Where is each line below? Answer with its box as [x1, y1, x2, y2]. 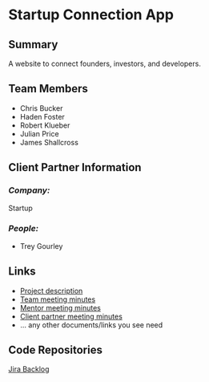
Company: [8, 185, 50, 196]
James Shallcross [19, 137, 78, 147]
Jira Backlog [8, 364, 50, 374]
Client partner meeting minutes [19, 311, 123, 321]
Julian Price [19, 128, 59, 138]
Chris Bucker [19, 103, 63, 113]
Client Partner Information [8, 161, 142, 174]
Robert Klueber [19, 120, 70, 130]
